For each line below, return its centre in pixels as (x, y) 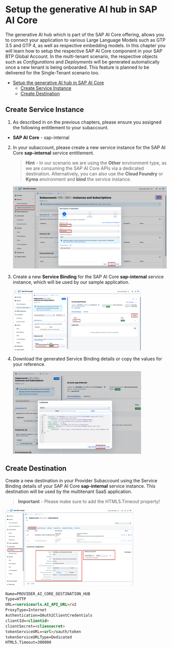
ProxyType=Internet (26, 610)
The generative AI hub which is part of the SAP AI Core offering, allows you (84, 34)
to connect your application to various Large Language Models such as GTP (85, 40)
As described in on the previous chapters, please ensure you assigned (87, 122)
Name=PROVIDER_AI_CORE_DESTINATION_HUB (48, 594)
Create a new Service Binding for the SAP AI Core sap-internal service (88, 277)
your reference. (29, 364)
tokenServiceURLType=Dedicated (39, 637)
